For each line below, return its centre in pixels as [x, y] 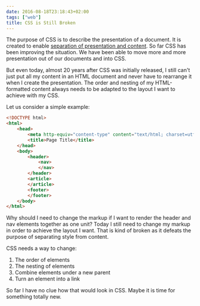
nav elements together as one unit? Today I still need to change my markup [98, 224]
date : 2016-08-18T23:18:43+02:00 [48, 12]
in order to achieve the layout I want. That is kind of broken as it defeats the [99, 230]
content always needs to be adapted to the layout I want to [104, 89]
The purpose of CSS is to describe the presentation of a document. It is [94, 40]
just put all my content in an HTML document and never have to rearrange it [99, 76]
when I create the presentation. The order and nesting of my [80, 83]
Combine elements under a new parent [62, 273]
